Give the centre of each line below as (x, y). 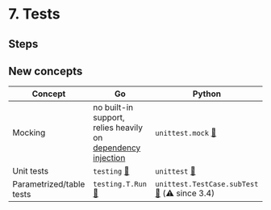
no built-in (113, 107)
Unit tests (31, 171)
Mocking (29, 132)
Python (207, 94)
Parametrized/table (49, 184)
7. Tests (34, 14)
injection (109, 158)
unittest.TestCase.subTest (207, 184)
